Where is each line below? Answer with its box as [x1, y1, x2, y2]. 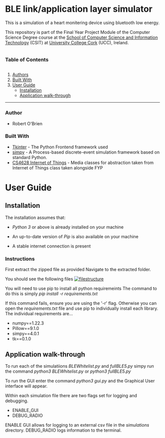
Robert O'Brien [12, 120, 43, 126]
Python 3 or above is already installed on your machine [12, 224, 124, 230]
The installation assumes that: [5, 215, 66, 220]
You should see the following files [5, 276, 74, 282]
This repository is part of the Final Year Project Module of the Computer [5, 29, 150, 35]
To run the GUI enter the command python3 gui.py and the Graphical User [5, 378, 155, 383]
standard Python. [12, 154, 48, 160]
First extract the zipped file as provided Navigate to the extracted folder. [5, 267, 151, 273]
